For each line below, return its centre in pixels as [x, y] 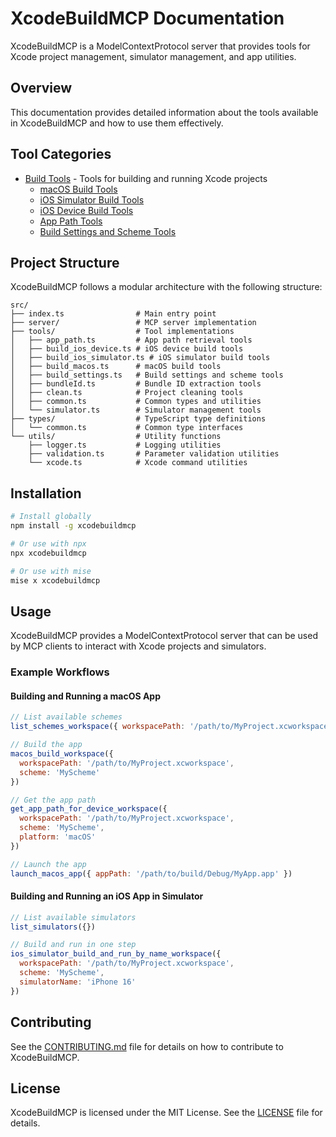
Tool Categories [61, 154]
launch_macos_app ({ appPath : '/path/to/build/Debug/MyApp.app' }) [151, 873]
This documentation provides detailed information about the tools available [164, 112]
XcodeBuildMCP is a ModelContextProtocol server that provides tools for [160, 46]
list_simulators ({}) [53, 927]
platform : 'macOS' [58, 837]
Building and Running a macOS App [86, 696]
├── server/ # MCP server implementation [133, 323]
